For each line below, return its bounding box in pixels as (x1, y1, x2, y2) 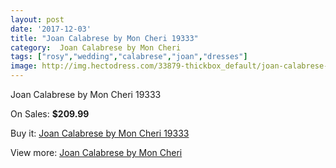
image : (10, 61, 38, 71)
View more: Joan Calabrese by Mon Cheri (10, 147, 183, 158)
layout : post (10, 14, 65, 25)
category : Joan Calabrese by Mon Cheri (10, 42, 182, 53)
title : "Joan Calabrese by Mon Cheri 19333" (10, 33, 199, 43)
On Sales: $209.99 (10, 108, 90, 120)
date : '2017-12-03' (10, 24, 92, 34)
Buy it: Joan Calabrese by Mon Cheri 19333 (10, 127, 190, 139)
